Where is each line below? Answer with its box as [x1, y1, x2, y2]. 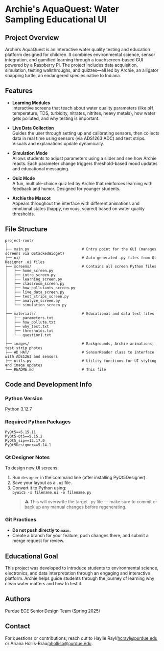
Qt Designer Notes [5, 454, 50, 461]
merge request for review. [12, 538, 65, 543]
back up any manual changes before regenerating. [24, 504, 127, 510]
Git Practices [5, 516, 37, 523]
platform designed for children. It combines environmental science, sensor [5, 52, 156, 57]
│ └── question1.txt [5, 332, 51, 337]
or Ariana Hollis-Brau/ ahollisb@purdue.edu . [5, 640, 93, 646]
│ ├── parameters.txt [5, 315, 54, 320]
